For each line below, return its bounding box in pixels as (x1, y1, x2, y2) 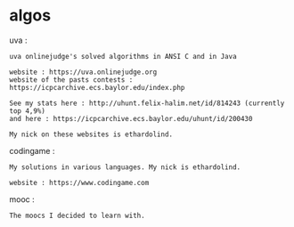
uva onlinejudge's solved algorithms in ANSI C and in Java (9, 52, 238, 61)
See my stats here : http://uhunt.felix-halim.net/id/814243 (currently (9, 99, 285, 108)
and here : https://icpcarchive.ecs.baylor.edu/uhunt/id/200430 (9, 114, 253, 123)
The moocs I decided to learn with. (9, 211, 145, 220)
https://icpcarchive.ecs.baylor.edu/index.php (9, 83, 185, 92)
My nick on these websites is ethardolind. (9, 130, 174, 139)
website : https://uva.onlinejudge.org (9, 68, 158, 77)
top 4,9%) (9, 106, 46, 116)
